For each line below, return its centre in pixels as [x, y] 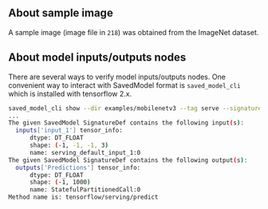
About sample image [61, 13]
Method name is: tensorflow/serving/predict [83, 197]
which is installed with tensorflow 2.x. [70, 93]
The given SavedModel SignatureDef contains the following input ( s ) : [126, 123]
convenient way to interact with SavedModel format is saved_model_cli [124, 85]
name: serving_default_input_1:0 [85, 152]
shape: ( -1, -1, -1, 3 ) [69, 145]
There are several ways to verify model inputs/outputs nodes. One [117, 77]
